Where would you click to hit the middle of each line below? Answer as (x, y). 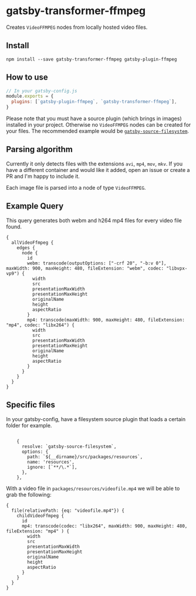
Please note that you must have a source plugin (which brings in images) (94, 118)
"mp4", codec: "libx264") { (40, 325)
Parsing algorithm (40, 149)
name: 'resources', (51, 462)
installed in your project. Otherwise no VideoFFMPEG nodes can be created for (99, 125)
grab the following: (29, 494)
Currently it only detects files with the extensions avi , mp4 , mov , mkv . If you (94, 164)
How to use (27, 77)
